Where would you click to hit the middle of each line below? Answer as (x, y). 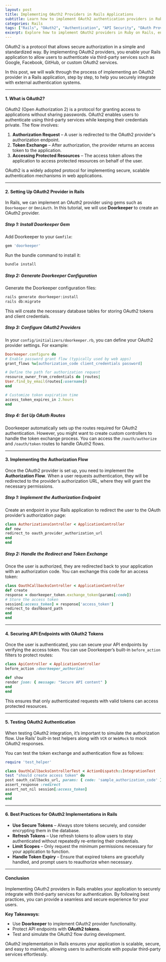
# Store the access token (32, 599)
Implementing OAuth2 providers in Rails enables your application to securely (83, 889)
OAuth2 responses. (25, 743)
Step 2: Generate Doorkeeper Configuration (51, 275)
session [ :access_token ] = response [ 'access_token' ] (59, 604)
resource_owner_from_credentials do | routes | (53, 377)
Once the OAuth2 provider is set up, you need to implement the (70, 470)
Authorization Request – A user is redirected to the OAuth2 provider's (84, 135)
